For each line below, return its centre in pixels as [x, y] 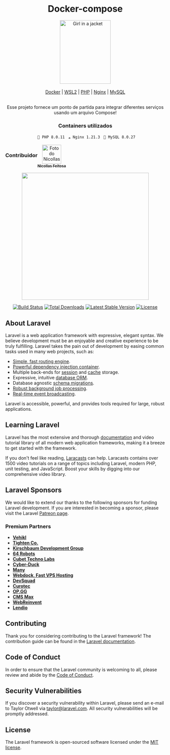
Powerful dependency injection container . [56, 367]
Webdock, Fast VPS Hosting [43, 575]
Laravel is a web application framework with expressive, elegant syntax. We [84, 336]
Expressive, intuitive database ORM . [50, 378]
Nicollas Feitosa [52, 166]
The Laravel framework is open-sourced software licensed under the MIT [82, 742]
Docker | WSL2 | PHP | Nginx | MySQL [85, 92]
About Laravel [28, 323]
